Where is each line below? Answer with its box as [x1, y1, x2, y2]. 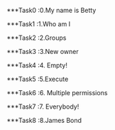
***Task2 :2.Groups [6, 33, 67, 42]
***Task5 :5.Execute [6, 75, 69, 83]
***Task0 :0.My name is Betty [6, 6, 97, 14]
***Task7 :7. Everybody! [6, 102, 80, 111]
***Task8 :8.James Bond [6, 117, 82, 124]
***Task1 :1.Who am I [6, 20, 71, 28]
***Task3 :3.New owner [6, 48, 79, 55]
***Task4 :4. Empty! [6, 61, 68, 70]
